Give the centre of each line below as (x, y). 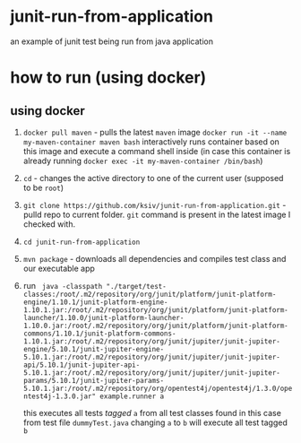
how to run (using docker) (108, 78)
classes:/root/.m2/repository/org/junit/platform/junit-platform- (150, 294)
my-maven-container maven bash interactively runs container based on (151, 142)
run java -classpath (63, 285)
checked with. (49, 224)
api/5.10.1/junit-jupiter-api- (82, 365)
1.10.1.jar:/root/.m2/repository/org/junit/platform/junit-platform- (156, 310)
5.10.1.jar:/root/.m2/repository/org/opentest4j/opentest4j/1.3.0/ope (158, 388)
